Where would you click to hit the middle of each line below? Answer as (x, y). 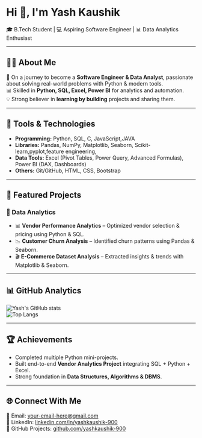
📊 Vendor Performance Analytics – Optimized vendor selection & (97, 226)
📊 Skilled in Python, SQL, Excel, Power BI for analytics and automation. (95, 90)
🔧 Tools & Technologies (51, 124)
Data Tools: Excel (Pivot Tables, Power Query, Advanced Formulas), (99, 158)
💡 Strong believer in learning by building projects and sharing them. (91, 99)
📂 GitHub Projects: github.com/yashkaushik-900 (66, 428)
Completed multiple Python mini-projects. (66, 357)
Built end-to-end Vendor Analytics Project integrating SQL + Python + (103, 363)
